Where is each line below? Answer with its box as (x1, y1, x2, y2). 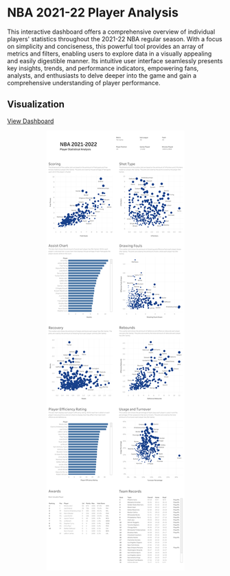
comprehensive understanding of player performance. (7, 78, 161, 87)
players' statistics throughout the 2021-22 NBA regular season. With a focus (7, 34, 222, 43)
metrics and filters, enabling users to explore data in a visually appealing (7, 49, 212, 58)
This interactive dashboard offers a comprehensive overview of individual (7, 27, 216, 36)
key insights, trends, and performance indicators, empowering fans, (7, 64, 199, 72)
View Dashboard (7, 117, 54, 125)
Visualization (7, 98, 65, 111)
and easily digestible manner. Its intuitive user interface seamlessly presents (7, 56, 223, 65)
